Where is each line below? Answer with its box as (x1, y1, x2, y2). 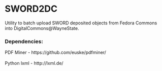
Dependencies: (5, 38, 44, 45)
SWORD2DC (5, 3, 58, 15)
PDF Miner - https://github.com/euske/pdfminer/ (5, 49, 106, 56)
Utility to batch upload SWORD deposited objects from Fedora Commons (5, 20, 157, 26)
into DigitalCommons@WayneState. (5, 25, 79, 31)
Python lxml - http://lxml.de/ (5, 60, 64, 66)
